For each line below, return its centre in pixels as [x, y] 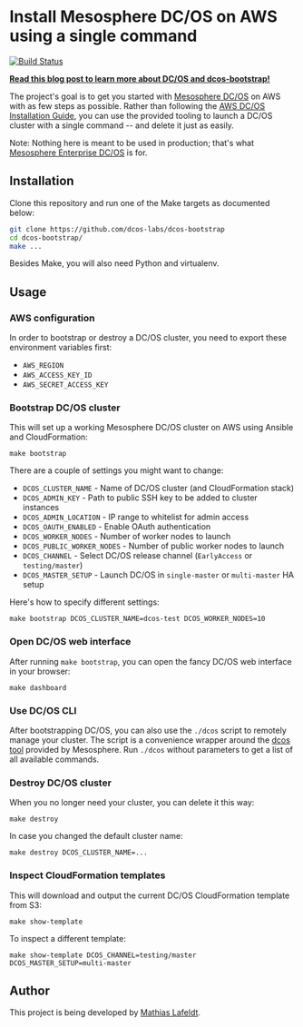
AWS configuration [52, 318]
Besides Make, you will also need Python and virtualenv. [114, 263]
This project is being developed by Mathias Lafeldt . [105, 1012]
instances [41, 508]
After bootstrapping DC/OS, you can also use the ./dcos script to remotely [148, 730]
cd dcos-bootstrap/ [46, 238]
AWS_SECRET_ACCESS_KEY [65, 385]
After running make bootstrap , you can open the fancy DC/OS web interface [151, 661]
